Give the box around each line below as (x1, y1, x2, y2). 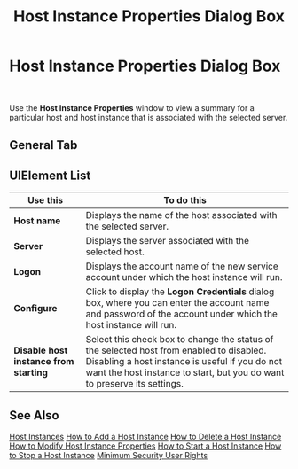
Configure (13, 302, 58, 315)
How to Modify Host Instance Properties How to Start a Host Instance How (9, 441, 282, 451)
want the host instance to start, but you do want (85, 366, 285, 379)
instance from (13, 356, 74, 368)
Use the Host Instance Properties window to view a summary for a (9, 102, 255, 113)
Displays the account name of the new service (85, 260, 279, 272)
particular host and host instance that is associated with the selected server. (9, 112, 288, 122)
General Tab (9, 137, 78, 152)
